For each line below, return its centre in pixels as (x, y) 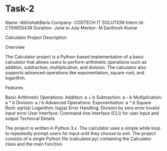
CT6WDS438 (19, 27)
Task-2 (20, 9)
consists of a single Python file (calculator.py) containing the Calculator (79, 139)
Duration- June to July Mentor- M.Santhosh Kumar (85, 27)
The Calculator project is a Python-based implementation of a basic (75, 57)
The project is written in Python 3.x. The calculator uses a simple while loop (83, 128)
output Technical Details (30, 118)
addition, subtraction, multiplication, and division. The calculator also (76, 67)
